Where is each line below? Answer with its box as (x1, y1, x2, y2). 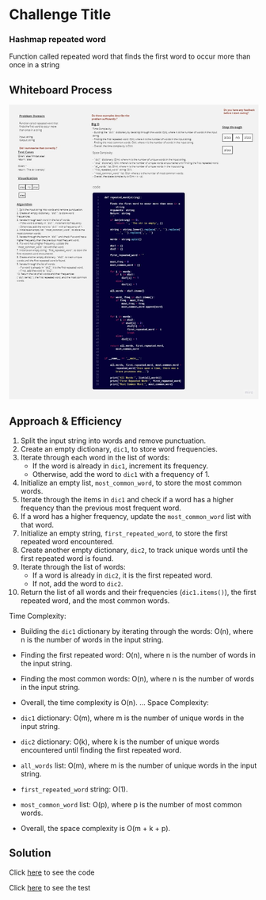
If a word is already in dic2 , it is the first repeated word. (32, 570, 213, 580)
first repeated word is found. (20, 553, 114, 563)
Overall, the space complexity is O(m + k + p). (20, 823, 171, 833)
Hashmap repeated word (9, 34, 106, 45)
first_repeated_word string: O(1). (20, 784, 129, 794)
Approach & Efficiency (9, 414, 122, 429)
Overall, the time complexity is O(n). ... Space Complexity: (20, 697, 209, 707)
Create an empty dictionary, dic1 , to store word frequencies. (20, 444, 218, 453)
